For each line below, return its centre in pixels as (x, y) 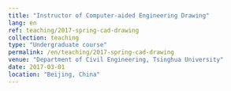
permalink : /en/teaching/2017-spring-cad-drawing (91, 52)
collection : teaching (44, 38)
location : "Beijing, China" (54, 74)
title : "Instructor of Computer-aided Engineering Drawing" (109, 15)
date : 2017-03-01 (37, 67)
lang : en (22, 23)
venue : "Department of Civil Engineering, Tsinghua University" (116, 60)
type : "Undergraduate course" (58, 45)
